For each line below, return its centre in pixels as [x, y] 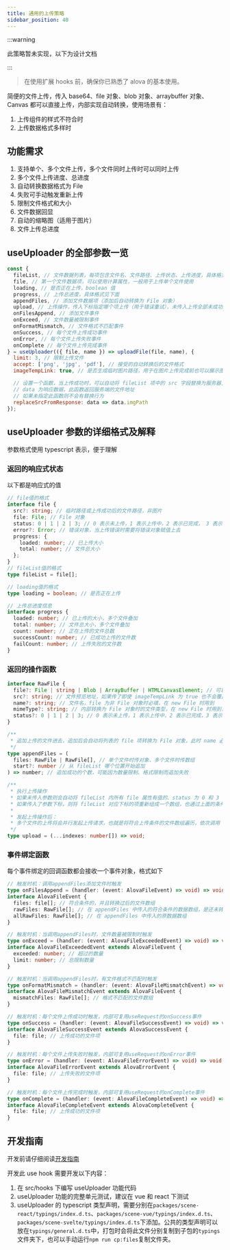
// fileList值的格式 [34, 568]
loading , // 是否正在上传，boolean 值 [64, 288]
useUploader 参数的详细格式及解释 [81, 431]
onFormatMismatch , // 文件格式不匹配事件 [68, 326]
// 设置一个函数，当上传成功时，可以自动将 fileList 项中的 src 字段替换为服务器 [117, 383]
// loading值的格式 [33, 587]
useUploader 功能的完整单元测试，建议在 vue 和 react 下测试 [103, 1197]
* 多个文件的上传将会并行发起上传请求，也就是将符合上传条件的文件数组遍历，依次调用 [115, 823]
